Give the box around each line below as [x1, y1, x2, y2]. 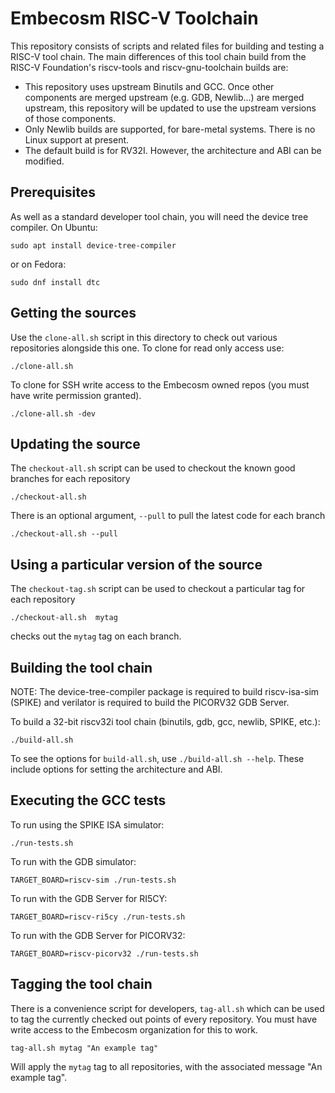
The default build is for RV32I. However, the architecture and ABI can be [24, 144, 322, 156]
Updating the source [10, 435, 141, 452]
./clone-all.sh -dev [10, 408, 97, 419]
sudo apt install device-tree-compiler [10, 240, 177, 251]
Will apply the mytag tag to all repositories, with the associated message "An [10, 1060, 323, 1072]
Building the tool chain [10, 659, 153, 676]
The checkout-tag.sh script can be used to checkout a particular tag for [10, 583, 306, 595]
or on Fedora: [10, 258, 67, 270]
